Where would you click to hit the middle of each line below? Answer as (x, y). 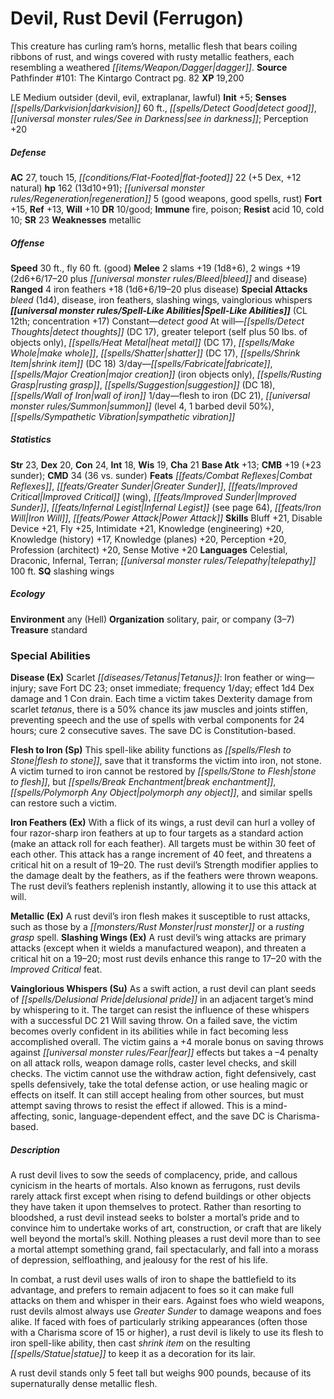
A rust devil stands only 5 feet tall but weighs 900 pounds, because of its (161, 1373)
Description (35, 1149)
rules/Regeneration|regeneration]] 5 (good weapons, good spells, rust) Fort (166, 198)
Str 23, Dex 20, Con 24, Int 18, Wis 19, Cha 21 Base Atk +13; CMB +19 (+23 (166, 464)
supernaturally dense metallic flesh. (84, 1384)
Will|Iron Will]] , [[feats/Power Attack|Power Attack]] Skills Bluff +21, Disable (166, 518)
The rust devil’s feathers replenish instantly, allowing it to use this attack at (163, 886)
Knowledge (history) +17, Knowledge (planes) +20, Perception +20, (148, 539)
